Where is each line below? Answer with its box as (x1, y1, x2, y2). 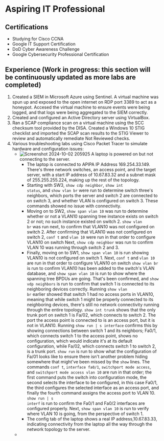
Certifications (5, 23, 48, 31)
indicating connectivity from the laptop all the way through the (26, 421, 153, 427)
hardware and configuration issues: (12, 146, 84, 152)
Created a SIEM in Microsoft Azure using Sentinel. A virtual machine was (12, 94, 159, 100)
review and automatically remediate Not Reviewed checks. (12, 135, 131, 141)
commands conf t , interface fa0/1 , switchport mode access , (26, 364, 151, 370)
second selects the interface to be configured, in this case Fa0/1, (26, 379, 158, 385)
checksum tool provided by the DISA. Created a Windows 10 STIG (12, 125, 145, 131)
